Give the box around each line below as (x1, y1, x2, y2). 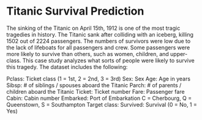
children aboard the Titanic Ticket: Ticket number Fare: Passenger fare (6, 88, 185, 95)
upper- (170, 50, 188, 57)
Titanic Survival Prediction (6, 4, 144, 18)
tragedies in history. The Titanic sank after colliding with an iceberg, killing (6, 30, 194, 38)
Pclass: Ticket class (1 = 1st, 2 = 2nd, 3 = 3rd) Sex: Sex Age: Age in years (6, 75, 191, 82)
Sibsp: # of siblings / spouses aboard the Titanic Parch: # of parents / (6, 81, 182, 89)
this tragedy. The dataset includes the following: (6, 63, 128, 71)
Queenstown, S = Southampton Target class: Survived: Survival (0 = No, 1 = (6, 101, 197, 108)
